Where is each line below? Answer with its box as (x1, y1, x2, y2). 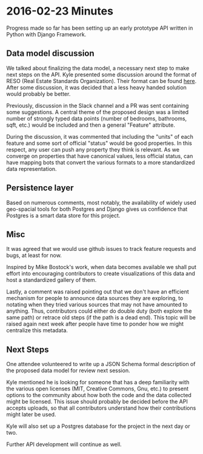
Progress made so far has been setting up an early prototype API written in (6, 24, 193, 32)
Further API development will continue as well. (6, 441, 122, 448)
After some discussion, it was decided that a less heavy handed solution (6, 84, 187, 91)
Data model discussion (6, 48, 95, 59)
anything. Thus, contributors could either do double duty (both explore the (6, 307, 192, 315)
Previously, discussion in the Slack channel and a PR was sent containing (6, 102, 189, 109)
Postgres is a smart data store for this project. (6, 212, 121, 219)
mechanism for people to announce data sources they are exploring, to (6, 295, 184, 302)
